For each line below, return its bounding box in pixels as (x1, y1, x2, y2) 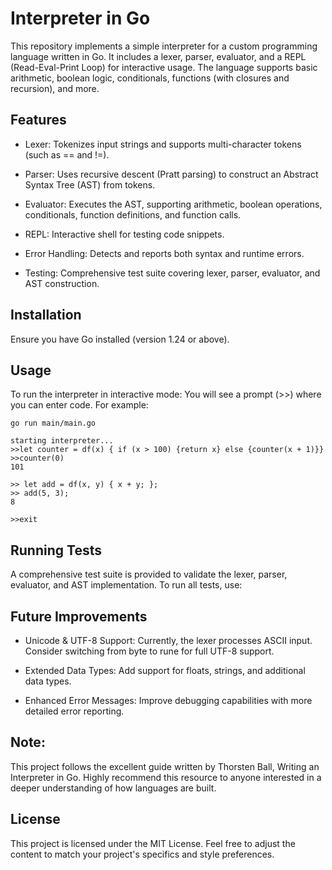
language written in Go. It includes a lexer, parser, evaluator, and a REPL (10, 50, 307, 62)
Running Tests (10, 542, 102, 559)
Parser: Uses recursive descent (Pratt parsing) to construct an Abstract (24, 168, 319, 180)
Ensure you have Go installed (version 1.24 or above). (10, 333, 230, 345)
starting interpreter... (10, 436, 114, 446)
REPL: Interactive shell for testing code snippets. (24, 228, 225, 240)
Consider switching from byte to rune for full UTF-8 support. (24, 645, 275, 657)
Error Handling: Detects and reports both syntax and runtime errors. (24, 247, 305, 259)
